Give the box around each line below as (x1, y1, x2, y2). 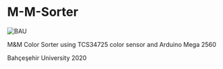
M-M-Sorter (7, 4, 78, 20)
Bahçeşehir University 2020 (7, 53, 87, 62)
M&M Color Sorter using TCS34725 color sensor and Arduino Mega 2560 (7, 40, 217, 48)
